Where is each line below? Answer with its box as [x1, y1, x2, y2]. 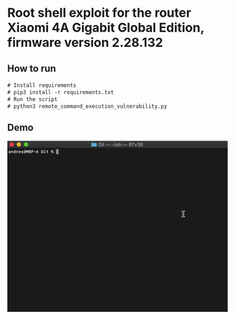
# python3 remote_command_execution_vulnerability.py [7, 103, 168, 110]
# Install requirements [7, 82, 77, 89]
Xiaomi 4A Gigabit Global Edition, [7, 20, 204, 36]
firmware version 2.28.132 [7, 35, 163, 50]
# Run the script [7, 96, 58, 103]
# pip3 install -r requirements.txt [7, 89, 114, 96]
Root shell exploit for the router [7, 5, 192, 21]
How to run [7, 62, 57, 74]
